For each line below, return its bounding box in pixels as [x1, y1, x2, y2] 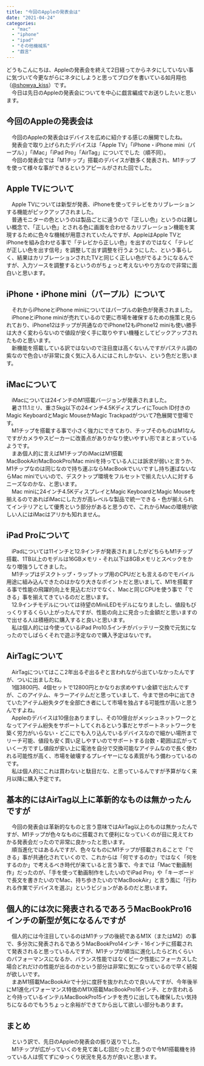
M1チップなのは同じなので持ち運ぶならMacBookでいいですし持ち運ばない [6, 465, 191, 472]
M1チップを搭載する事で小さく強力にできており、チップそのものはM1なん [11, 427, 195, 434]
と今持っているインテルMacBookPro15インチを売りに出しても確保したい [6, 993, 187, 1001]
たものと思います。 [6, 336, 54, 344]
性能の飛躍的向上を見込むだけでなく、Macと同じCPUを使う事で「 [22, 586, 188, 593]
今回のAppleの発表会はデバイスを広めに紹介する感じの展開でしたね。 [11, 133, 186, 141]
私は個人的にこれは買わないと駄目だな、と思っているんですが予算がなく [11, 767, 192, 775]
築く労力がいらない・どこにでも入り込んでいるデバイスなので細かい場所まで [6, 729, 197, 736]
